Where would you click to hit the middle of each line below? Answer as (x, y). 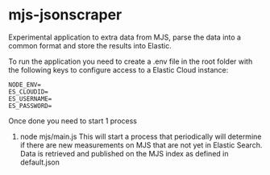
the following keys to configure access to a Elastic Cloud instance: (118, 69)
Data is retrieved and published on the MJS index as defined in (124, 153)
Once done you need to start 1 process (73, 121)
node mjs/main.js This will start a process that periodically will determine (141, 136)
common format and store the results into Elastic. (90, 45)
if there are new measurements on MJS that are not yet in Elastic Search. (141, 145)
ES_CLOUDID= (28, 92)
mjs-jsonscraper (65, 15)
